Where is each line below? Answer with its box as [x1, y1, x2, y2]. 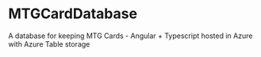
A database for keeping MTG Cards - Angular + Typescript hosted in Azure [8, 31, 253, 40]
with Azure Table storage [8, 39, 90, 48]
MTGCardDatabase [8, 5, 137, 23]
